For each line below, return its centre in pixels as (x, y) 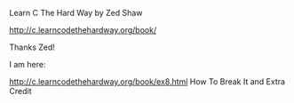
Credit (20, 91)
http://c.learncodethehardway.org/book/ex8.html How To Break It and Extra (147, 82)
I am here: (28, 64)
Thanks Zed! (32, 47)
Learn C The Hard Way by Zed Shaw (76, 13)
